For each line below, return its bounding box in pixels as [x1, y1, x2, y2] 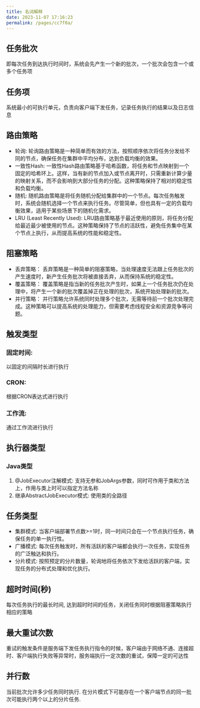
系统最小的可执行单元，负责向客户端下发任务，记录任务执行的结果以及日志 [6, 104, 189, 111]
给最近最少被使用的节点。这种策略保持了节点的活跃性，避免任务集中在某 [14, 222, 192, 229]
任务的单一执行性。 [20, 535, 67, 542]
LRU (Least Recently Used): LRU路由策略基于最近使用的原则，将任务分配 [14, 214, 193, 221]
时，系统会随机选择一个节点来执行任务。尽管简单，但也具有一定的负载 [14, 199, 187, 206]
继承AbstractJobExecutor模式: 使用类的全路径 [14, 492, 127, 499]
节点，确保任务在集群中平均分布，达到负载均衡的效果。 [25, 154, 161, 162]
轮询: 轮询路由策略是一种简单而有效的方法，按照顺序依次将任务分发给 [14, 147, 185, 154]
